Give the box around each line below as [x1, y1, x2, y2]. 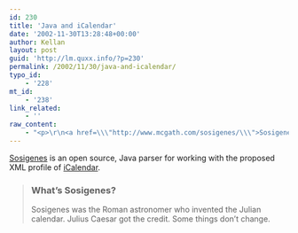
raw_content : [9, 120, 58, 129]
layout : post [9, 46, 58, 55]
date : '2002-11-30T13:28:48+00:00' [9, 29, 141, 38]
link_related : [9, 104, 62, 113]
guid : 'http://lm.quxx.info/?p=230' [9, 54, 145, 63]
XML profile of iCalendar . [9, 161, 100, 173]
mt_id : [9, 87, 34, 96]
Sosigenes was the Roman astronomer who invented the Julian [30, 205, 262, 215]
